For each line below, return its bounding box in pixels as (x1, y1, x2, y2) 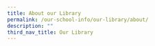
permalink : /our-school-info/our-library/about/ (7, 16, 149, 23)
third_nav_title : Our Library (7, 28, 94, 36)
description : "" (7, 22, 53, 29)
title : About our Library (7, 9, 81, 17)
